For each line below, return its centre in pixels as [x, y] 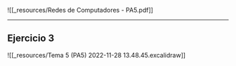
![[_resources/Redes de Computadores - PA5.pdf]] [80, 10]
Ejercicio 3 [31, 39]
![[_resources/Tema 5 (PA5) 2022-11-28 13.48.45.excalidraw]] [97, 55]
